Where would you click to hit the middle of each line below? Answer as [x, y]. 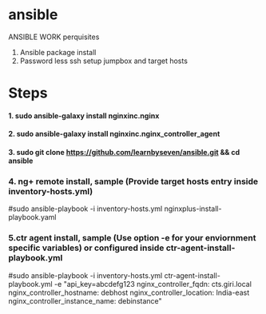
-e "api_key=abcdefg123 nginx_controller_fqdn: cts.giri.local [153, 284]
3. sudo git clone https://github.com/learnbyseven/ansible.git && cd [124, 152]
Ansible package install [58, 52]
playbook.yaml [32, 217]
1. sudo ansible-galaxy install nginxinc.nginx [84, 115]
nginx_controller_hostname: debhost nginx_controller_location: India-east [129, 292]
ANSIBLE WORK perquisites [54, 37]
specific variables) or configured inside [86, 248]
